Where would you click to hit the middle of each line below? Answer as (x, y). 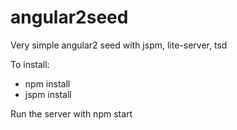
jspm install (48, 94)
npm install (47, 83)
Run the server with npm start (71, 113)
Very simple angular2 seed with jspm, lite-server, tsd (119, 45)
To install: (30, 64)
